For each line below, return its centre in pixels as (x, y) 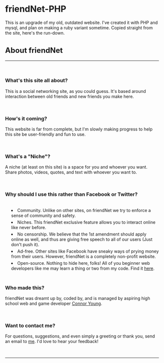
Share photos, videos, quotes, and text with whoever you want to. (71, 172)
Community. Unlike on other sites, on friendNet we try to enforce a (84, 210)
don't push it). (25, 244)
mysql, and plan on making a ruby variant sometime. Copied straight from (79, 27)
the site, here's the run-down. (35, 33)
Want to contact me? (30, 325)
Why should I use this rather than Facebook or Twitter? (72, 194)
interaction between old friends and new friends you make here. (70, 96)
